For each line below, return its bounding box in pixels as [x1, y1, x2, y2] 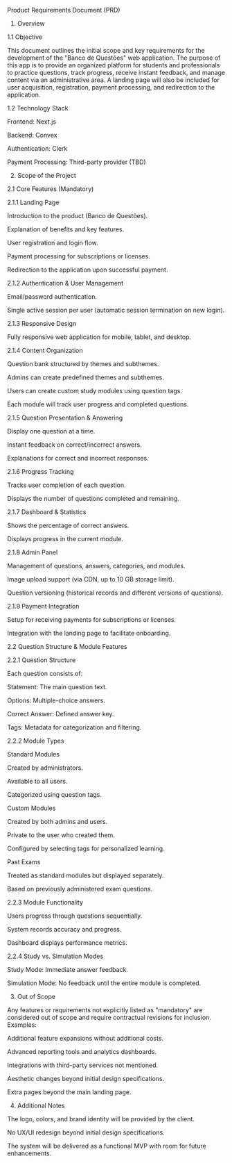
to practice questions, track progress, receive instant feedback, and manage [7, 69, 226, 76]
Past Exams [7, 858, 41, 866]
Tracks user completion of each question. [7, 481, 126, 489]
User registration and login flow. [7, 239, 98, 247]
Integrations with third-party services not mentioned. [7, 1061, 159, 1069]
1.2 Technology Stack [7, 104, 69, 112]
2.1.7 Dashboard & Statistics [7, 508, 87, 516]
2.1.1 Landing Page [7, 198, 60, 206]
